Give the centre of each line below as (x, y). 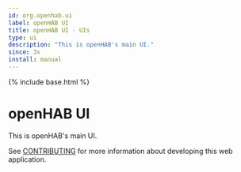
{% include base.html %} (49, 82)
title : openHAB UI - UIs (49, 30)
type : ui (23, 37)
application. (27, 159)
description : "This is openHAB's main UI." (81, 45)
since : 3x (25, 52)
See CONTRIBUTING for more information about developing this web (120, 151)
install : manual (35, 60)
